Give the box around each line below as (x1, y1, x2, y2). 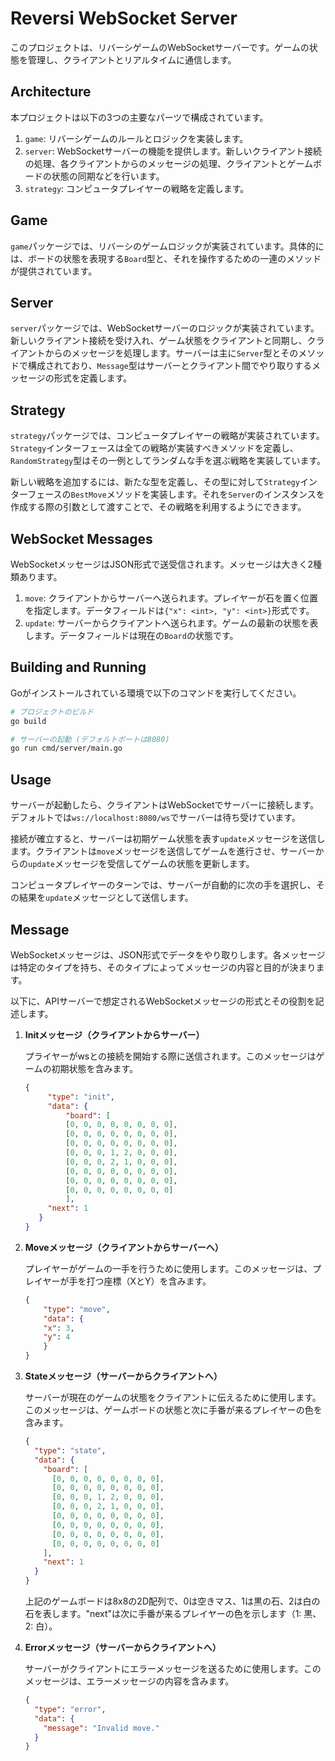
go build (10, 716, 47, 726)
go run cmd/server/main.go (10, 743, 123, 754)
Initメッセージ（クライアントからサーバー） (24, 1028, 205, 1041)
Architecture (10, 83, 92, 101)
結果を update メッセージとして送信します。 (18, 892, 194, 904)
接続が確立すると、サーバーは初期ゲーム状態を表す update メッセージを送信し (10, 833, 326, 845)
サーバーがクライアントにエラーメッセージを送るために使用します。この (24, 1663, 322, 1675)
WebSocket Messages (10, 530, 153, 547)
